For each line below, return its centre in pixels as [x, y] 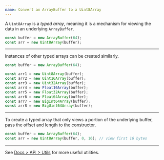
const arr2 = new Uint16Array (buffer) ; [46, 79]
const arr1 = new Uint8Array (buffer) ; [44, 74]
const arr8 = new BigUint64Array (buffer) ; [49, 106]
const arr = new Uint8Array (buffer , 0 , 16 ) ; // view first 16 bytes [76, 138]
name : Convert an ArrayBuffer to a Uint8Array [53, 10]
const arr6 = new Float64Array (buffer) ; [47, 97]
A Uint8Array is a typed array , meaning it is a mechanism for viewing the [78, 23]
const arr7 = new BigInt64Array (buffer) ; [48, 101]
